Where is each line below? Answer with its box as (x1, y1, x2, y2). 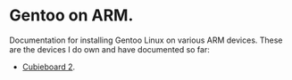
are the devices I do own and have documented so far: (9, 44, 210, 54)
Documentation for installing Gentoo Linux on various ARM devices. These (9, 35, 283, 45)
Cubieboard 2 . (21, 61, 76, 72)
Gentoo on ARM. (9, 5, 134, 26)
